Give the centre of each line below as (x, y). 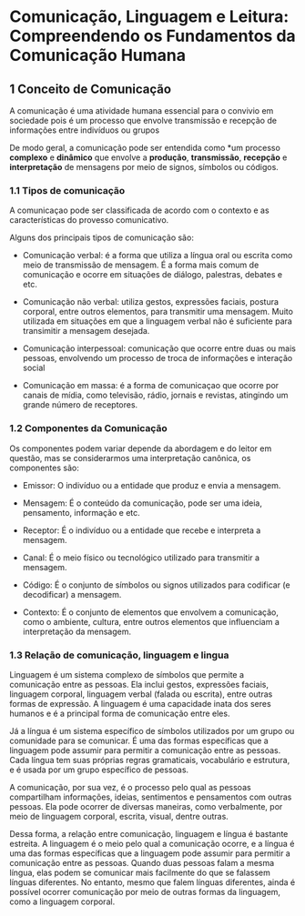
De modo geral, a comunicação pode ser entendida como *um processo (145, 148)
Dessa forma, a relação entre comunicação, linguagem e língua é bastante (149, 833)
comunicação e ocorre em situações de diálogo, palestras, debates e (152, 275)
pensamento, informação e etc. (81, 512)
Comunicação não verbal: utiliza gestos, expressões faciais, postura (151, 302)
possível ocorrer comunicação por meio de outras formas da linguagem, (145, 891)
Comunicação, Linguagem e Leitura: (149, 17)
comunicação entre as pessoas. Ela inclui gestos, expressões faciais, (139, 684)
